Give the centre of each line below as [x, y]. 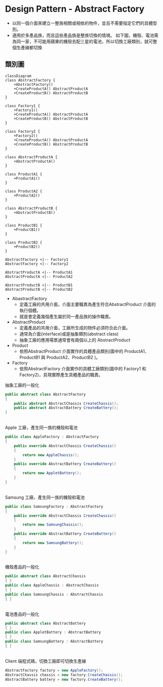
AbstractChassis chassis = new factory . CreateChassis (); [64, 675]
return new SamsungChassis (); [53, 525]
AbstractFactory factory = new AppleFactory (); [54, 670]
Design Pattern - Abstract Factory [75, 9]
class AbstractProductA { [31, 157]
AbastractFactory [29, 298]
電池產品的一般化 [22, 614]
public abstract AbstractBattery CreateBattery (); [66, 408]
